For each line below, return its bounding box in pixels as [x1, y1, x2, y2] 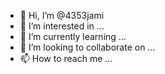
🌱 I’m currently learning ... [19, 31, 127, 42]
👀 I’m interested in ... [19, 20, 105, 32]
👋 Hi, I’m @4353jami [19, 10, 105, 21]
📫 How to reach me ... [19, 53, 113, 64]
